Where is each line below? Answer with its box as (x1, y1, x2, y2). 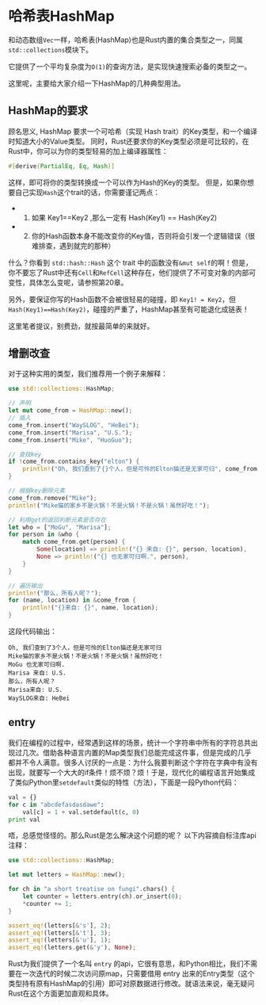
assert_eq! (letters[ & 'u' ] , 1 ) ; (8, 936, 112, 944)
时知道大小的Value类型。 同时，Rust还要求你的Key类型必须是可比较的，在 (8, 136, 249, 146)
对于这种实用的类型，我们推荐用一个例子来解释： (8, 369, 168, 379)
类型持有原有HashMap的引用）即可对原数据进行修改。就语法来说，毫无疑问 (8, 979, 255, 988)
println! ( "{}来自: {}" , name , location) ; (22, 604, 159, 612)
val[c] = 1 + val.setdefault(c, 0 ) (22, 808, 140, 816)
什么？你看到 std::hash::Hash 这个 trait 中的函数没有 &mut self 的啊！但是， (8, 258, 253, 267)
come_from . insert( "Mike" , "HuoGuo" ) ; (8, 436, 133, 444)
